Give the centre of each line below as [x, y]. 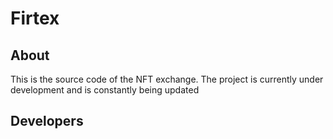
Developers [47, 121]
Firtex [35, 18]
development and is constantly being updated [105, 90]
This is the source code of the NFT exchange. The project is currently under [167, 79]
